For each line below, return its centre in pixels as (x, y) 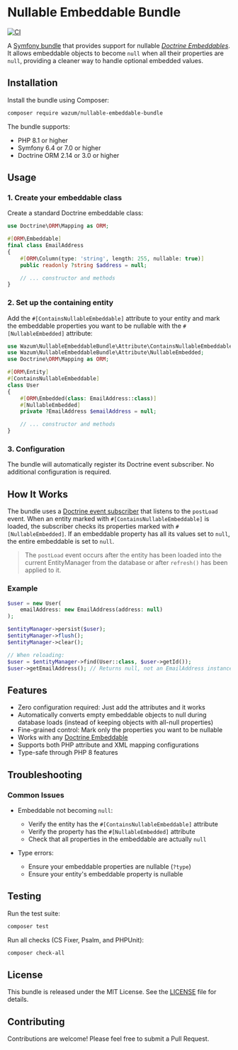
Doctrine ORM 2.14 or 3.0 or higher (68, 155)
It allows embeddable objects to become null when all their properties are (116, 53)
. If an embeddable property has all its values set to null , (147, 534)
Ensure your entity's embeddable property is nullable (106, 874)
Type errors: (36, 852)
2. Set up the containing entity (61, 303)
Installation (33, 83)
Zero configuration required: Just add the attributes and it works (111, 707)
